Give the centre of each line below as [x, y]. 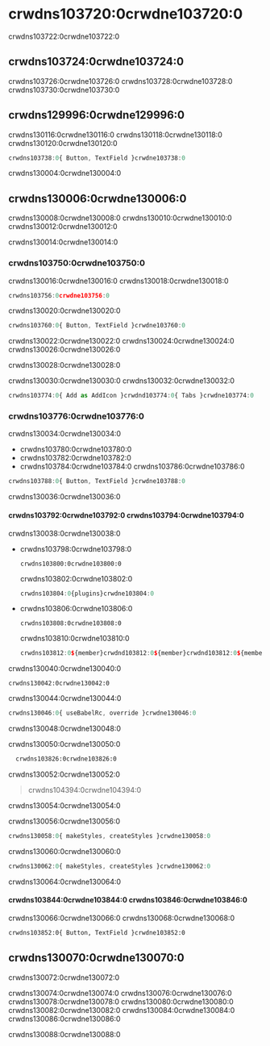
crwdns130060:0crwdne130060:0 [64, 851]
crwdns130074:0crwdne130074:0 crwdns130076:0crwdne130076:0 [120, 993]
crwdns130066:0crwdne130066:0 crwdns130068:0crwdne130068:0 [122, 918]
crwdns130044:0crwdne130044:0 [65, 698]
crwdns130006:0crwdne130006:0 [98, 198]
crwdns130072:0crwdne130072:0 [64, 977]
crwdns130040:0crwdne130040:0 [65, 669]
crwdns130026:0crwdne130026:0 [64, 350]
